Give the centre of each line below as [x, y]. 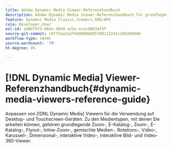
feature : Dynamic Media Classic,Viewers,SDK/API [58, 19]
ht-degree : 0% [20, 48]
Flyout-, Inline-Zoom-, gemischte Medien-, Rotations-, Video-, [92, 130]
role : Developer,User [28, 24]
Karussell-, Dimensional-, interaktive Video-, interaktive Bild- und [74, 135]
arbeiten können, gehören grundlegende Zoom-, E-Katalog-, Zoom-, [78, 124]
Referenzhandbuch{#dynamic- [73, 89]
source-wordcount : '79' [31, 43]
